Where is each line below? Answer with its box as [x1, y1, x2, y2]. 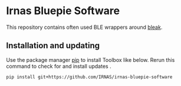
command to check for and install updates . [6, 62, 111, 70]
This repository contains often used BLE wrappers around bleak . [6, 24, 163, 31]
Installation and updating [6, 41, 100, 51]
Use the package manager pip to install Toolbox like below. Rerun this [6, 56, 175, 63]
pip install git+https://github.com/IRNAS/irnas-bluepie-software [6, 74, 173, 80]
